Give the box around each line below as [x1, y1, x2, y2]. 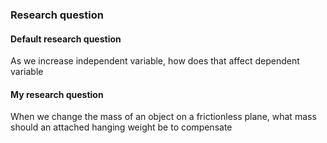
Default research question [10, 33, 122, 45]
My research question [10, 88, 104, 100]
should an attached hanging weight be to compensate [10, 121, 233, 133]
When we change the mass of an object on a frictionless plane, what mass [10, 111, 317, 123]
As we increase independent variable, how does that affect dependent [10, 55, 300, 67]
